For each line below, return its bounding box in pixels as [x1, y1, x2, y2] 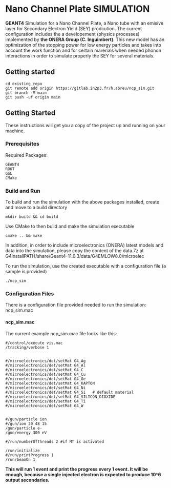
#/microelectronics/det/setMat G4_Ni [5, 385, 86, 390]
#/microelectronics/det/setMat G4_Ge [5, 376, 86, 381]
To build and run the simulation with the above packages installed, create [5, 199, 160, 205]
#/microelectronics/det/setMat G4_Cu [5, 372, 86, 377]
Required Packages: [5, 152, 48, 158]
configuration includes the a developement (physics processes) [5, 31, 140, 37]
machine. [5, 128, 25, 134]
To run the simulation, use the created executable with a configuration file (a [5, 263, 166, 269]
